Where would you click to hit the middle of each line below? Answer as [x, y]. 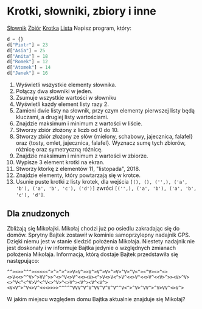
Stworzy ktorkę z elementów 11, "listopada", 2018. [78, 169]
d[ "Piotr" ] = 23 [27, 45]
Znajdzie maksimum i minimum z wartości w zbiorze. [82, 156]
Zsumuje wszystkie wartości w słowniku [66, 98]
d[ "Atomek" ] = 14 [29, 68]
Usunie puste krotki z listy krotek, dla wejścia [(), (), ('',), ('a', [102, 182]
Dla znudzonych [38, 214]
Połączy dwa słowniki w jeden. [54, 91]
